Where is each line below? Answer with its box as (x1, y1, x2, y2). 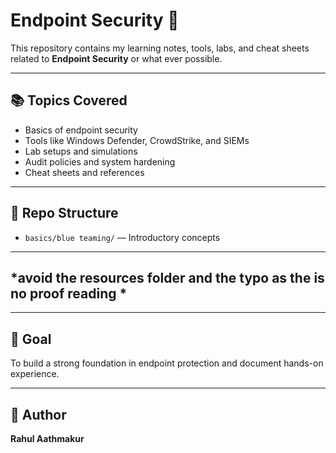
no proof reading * (10, 285, 128, 302)
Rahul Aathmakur (10, 433, 85, 444)
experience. (10, 368, 60, 380)
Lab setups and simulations (24, 145, 138, 157)
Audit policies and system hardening (24, 155, 176, 168)
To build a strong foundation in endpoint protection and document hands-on (10, 357, 324, 369)
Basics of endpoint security (24, 124, 138, 136)
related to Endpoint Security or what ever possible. (10, 52, 223, 64)
